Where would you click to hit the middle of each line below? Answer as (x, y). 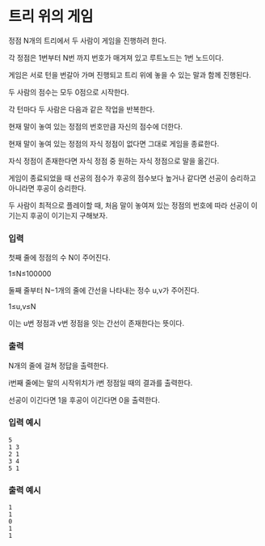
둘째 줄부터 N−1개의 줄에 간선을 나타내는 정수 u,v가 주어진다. (104, 290)
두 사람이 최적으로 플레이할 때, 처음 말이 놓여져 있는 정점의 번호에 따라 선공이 (129, 205)
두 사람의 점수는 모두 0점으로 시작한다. (69, 92)
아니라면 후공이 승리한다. (47, 188)
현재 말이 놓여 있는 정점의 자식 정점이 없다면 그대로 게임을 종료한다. (114, 143)
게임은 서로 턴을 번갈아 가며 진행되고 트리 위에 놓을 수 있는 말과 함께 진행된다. (130, 74)
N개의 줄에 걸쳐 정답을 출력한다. (59, 366)
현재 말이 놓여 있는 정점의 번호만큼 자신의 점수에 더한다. (96, 126)
